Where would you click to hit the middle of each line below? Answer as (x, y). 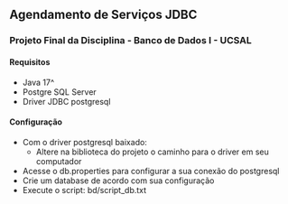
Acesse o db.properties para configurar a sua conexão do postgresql (151, 171)
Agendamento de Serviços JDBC (103, 15)
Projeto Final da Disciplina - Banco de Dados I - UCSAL (130, 41)
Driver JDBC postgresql (66, 101)
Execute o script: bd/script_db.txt (84, 190)
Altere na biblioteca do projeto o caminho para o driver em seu (152, 152)
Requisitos (30, 61)
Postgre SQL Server (59, 92)
